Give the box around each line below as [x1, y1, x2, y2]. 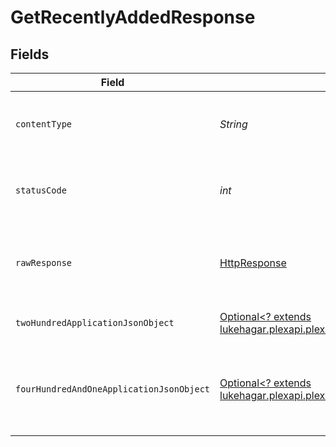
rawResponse [15, 257, 73, 268]
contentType [15, 119, 73, 130]
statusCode [15, 185, 67, 196]
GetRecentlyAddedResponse [10, 6, 256, 29]
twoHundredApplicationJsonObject [15, 317, 175, 328]
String [219, 117, 248, 131]
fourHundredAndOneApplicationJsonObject [15, 384, 210, 395]
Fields [10, 46, 50, 63]
